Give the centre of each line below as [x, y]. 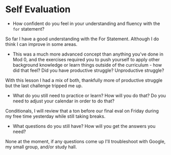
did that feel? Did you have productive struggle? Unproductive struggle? [88, 70]
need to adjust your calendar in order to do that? [64, 101]
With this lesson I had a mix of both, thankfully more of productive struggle [84, 80]
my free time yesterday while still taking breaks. [55, 116]
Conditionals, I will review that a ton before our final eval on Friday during [82, 111]
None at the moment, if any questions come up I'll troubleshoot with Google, [86, 141]
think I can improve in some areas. [41, 44]
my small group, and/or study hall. [41, 147]
